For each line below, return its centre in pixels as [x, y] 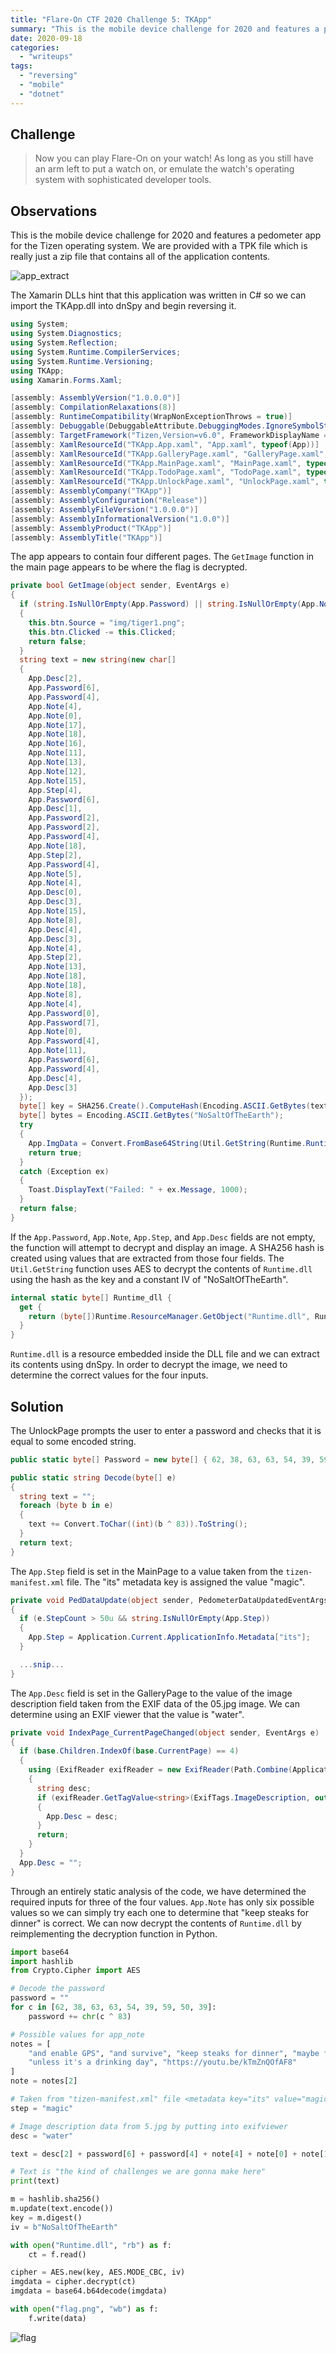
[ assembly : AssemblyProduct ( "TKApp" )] [91, 528]
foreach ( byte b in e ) [66, 1506]
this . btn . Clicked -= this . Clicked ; [102, 632]
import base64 [40, 1952]
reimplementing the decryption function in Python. [114, 1933]
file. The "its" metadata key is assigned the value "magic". [185, 1582]
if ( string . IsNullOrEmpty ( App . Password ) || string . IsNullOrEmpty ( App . [169, 604]
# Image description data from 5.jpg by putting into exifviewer [149, 2126]
